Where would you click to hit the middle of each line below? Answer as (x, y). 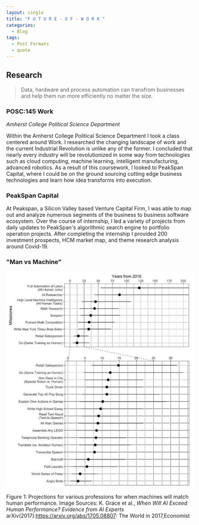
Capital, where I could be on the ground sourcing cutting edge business (94, 173)
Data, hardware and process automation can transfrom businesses (102, 89)
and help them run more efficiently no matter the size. (87, 96)
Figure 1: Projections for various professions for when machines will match (97, 496)
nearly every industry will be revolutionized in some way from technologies (98, 154)
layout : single (25, 13)
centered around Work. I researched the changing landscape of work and (96, 142)
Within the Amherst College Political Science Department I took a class (93, 136)
